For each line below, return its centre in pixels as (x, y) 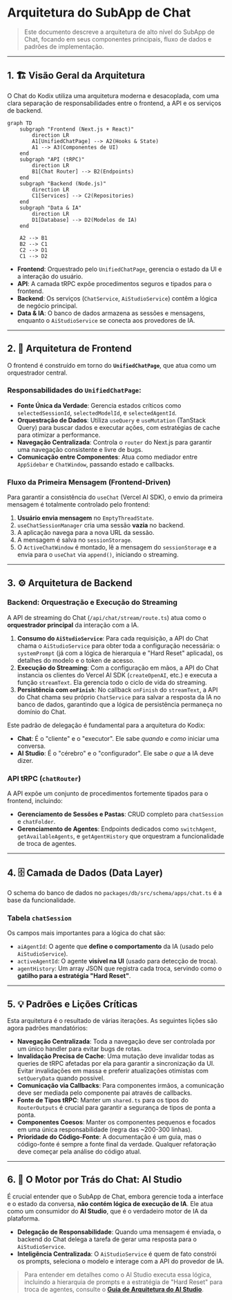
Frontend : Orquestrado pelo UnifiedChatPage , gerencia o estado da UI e (119, 269)
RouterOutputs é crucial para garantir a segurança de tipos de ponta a (116, 1108)
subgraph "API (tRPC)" (52, 159)
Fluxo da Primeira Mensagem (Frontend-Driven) (89, 482)
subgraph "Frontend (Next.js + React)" (77, 129)
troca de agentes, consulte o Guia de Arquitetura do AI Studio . (114, 1289)
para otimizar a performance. (59, 435)
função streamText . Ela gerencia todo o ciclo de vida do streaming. (112, 682)
